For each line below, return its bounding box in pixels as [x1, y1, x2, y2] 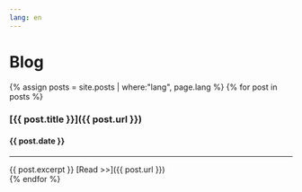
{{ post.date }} [9, 135, 66, 146]
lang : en [9, 13, 42, 22]
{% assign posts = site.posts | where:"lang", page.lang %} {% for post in [9, 82, 278, 92]
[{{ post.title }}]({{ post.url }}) [9, 113, 142, 126]
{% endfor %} [9, 173, 61, 184]
